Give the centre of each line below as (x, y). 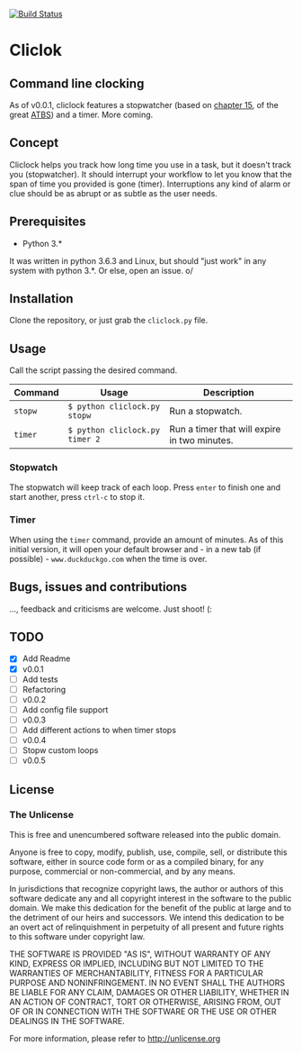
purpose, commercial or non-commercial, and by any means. (122, 871)
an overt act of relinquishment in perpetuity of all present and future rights (147, 927)
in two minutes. (201, 440)
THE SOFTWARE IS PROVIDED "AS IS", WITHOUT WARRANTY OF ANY (140, 954)
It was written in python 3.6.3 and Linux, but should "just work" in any (138, 260)
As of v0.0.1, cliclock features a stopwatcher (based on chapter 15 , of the (144, 105)
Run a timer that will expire (225, 430)
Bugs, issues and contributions (98, 587)
